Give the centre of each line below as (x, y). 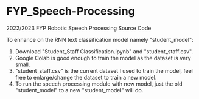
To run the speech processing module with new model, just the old (99, 84)
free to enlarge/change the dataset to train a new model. (86, 77)
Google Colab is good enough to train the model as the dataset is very (103, 58)
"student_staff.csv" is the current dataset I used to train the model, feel (104, 70)
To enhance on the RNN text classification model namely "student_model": (100, 39)
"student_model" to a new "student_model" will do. (79, 90)
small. (23, 64)
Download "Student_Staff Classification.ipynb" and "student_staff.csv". (104, 51)
